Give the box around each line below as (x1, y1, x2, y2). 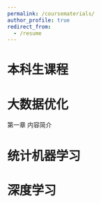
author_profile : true (7, 17, 70, 24)
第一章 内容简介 (7, 121, 52, 129)
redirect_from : (7, 23, 52, 30)
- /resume (13, 29, 42, 37)
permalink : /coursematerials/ (7, 10, 95, 17)
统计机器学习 (7, 148, 81, 164)
